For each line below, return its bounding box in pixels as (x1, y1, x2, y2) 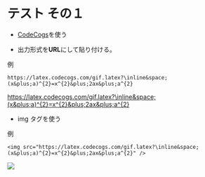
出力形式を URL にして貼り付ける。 (17, 45, 116, 53)
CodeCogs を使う (17, 30, 67, 39)
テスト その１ (7, 6, 84, 22)
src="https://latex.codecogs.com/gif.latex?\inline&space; (22, 143, 199, 150)
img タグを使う (17, 114, 61, 123)
